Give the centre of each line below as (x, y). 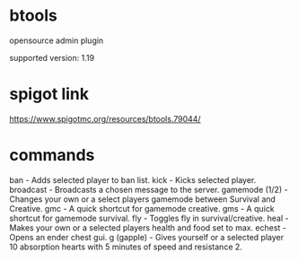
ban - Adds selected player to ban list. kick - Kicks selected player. (133, 179)
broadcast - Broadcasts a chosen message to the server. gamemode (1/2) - (149, 189)
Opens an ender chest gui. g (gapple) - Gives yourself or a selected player (147, 237)
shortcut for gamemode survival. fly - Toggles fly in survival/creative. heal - (149, 218)
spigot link (49, 94)
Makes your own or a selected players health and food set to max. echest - (148, 227)
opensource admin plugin (57, 40)
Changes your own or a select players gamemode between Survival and (143, 199)
